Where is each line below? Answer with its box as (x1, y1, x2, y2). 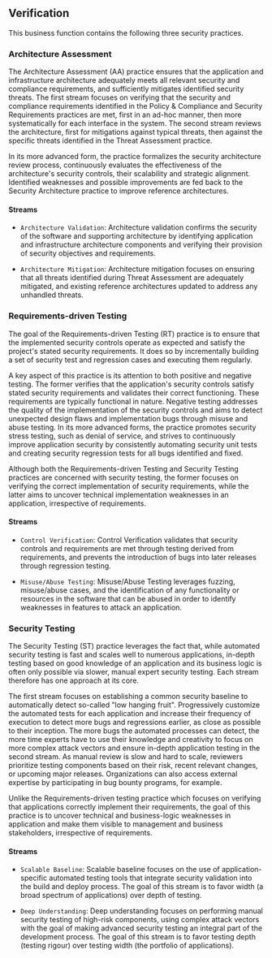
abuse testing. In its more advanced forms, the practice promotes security (8, 422, 257, 432)
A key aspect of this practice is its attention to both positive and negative (8, 370, 252, 380)
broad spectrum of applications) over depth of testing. (19, 891, 202, 900)
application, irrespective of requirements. (8, 498, 146, 508)
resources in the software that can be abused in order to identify (19, 593, 236, 603)
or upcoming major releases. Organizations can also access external (8, 769, 238, 779)
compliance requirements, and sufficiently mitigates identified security (8, 84, 244, 94)
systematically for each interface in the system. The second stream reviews (8, 119, 261, 128)
